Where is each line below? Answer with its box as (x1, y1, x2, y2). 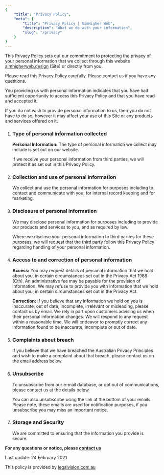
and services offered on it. (5, 118, 58, 124)
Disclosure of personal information (12, 208, 97, 215)
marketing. (12, 195, 34, 201)
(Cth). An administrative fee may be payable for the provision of (12, 278, 141, 284)
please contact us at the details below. (12, 387, 90, 393)
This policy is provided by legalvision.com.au (5, 464, 96, 470)
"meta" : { (14, 16, 34, 21)
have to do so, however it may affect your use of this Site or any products (5, 113, 153, 119)
